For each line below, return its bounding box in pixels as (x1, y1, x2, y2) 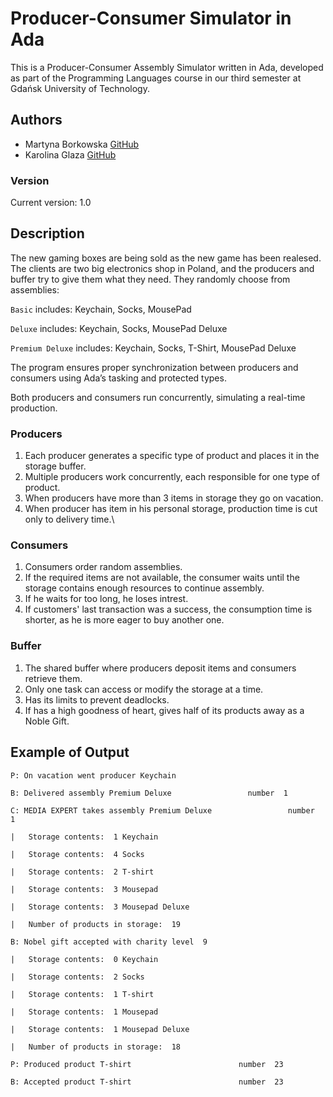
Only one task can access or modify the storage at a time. (24, 683, 264, 695)
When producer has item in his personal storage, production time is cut (24, 503, 318, 515)
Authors (10, 112, 63, 129)
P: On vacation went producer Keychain (10, 770, 177, 781)
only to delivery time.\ (24, 513, 115, 526)
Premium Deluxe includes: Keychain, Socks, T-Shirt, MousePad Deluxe (10, 342, 297, 354)
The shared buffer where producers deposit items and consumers (24, 662, 297, 674)
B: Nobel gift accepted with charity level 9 (10, 937, 208, 947)
